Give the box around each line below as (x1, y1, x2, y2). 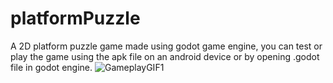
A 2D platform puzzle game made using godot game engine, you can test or (10, 40, 323, 52)
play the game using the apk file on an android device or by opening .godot (10, 50, 320, 62)
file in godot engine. (10, 61, 93, 73)
